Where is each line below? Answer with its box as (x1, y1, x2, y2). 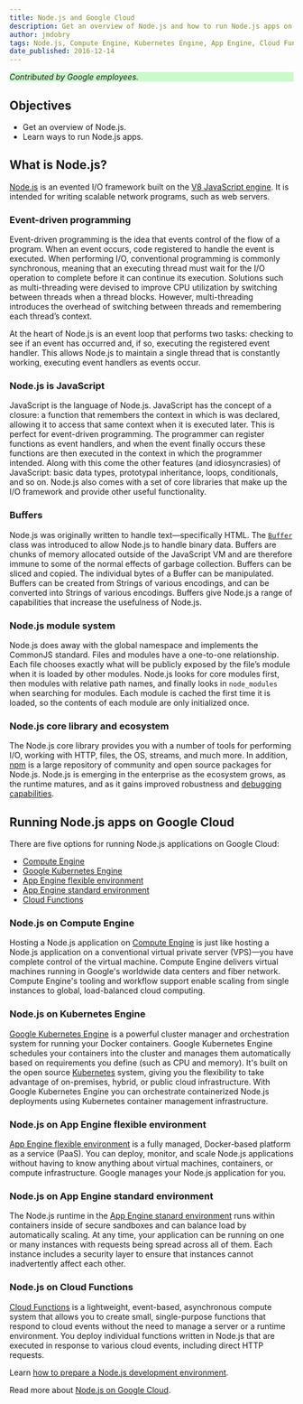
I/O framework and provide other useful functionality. (9, 487, 207, 497)
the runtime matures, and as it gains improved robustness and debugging (9, 778, 282, 790)
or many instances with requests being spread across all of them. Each (9, 1239, 273, 1251)
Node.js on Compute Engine (9, 916, 135, 929)
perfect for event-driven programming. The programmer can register (9, 429, 265, 440)
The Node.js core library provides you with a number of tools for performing (9, 740, 291, 751)
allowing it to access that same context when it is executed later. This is (9, 419, 275, 430)
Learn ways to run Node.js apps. (22, 131, 144, 142)
